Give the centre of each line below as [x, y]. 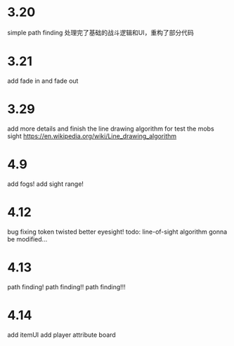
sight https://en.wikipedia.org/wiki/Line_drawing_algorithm [92, 136]
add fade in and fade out [43, 81]
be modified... [27, 239]
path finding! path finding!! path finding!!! [67, 287]
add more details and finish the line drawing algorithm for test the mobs [111, 128]
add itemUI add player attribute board [61, 335]
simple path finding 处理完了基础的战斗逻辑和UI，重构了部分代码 [101, 32]
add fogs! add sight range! [46, 184]
